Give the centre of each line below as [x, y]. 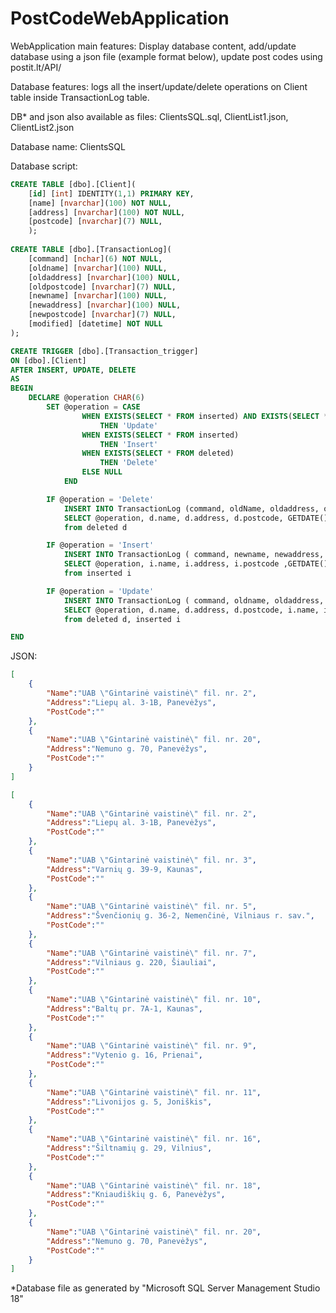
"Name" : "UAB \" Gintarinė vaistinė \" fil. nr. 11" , [154, 1092]
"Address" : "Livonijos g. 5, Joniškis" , [129, 1102]
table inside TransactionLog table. [80, 97]
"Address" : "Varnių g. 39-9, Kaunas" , [124, 869]
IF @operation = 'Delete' [100, 499]
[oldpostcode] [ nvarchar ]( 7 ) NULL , [102, 287]
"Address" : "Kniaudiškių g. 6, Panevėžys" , [136, 1195]
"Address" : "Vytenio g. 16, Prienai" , [124, 1055]
